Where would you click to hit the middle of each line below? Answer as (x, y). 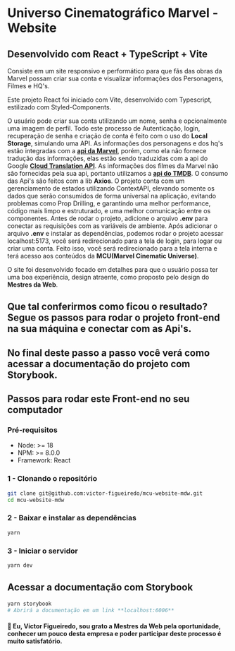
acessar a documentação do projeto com (99, 364)
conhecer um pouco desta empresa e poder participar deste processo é (114, 634)
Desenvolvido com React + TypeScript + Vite (108, 54)
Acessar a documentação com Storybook (100, 587)
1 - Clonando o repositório (52, 479)
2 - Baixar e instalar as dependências (72, 518)
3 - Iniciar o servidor (43, 551)
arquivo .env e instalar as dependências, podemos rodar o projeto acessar (115, 233)
